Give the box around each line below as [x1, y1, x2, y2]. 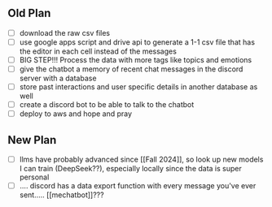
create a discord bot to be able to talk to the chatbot [19, 100, 195, 110]
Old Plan [7, 6, 51, 20]
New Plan [7, 133, 57, 147]
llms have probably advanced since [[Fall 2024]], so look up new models [19, 154, 264, 165]
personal [19, 172, 50, 182]
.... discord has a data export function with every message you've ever [19, 181, 257, 191]
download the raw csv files [19, 28, 111, 37]
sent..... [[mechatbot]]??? [19, 190, 104, 200]
